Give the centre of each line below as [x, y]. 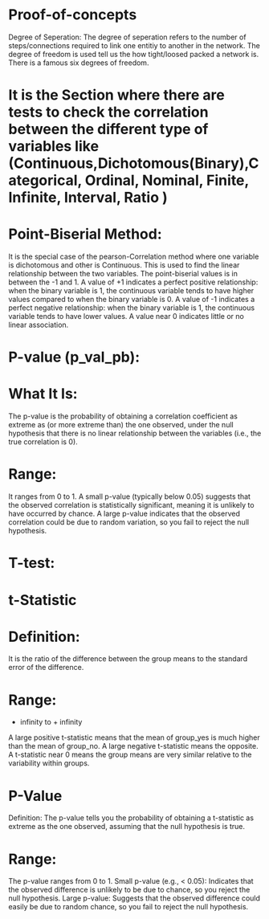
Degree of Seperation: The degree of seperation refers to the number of [127, 37]
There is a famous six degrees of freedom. [79, 63]
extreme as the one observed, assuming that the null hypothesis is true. [127, 827]
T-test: [32, 563]
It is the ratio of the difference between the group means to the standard [128, 659]
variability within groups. [49, 763]
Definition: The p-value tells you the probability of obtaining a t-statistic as [131, 818]
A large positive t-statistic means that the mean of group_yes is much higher [134, 737]
